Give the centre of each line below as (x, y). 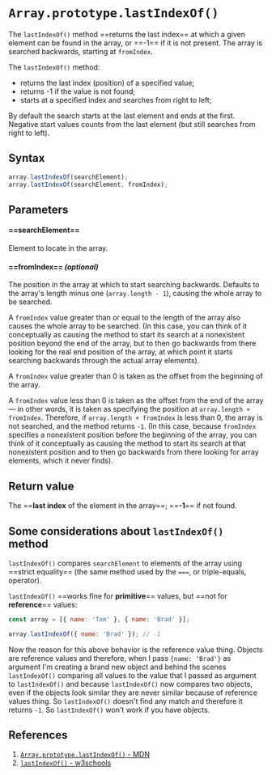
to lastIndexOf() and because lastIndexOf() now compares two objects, (131, 684)
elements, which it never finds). (61, 461)
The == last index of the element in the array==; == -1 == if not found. (123, 506)
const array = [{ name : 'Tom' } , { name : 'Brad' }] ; (99, 619)
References (38, 735)
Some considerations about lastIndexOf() (116, 531)
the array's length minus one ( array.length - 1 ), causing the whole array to (135, 294)
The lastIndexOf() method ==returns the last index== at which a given (127, 34)
